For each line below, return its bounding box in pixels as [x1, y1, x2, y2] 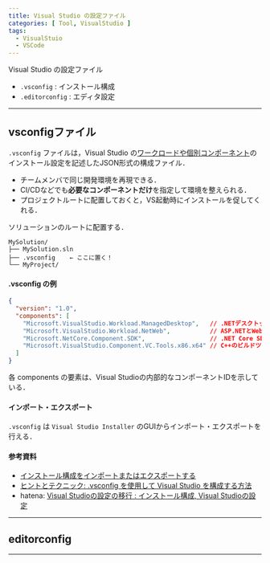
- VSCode [15, 42, 45, 50]
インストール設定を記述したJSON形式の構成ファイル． [8, 157, 190, 167]
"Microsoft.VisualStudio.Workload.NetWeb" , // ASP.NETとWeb [22, 327, 263, 335]
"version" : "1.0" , [15, 304, 78, 313]
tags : [8, 27, 27, 35]
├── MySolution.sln [8, 245, 74, 253]
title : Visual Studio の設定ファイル [8, 11, 126, 20]
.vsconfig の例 [8, 279, 58, 288]
